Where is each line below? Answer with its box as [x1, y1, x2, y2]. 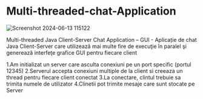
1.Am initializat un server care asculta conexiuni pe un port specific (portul [6, 61, 191, 68]
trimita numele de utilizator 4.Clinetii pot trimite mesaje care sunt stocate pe [6, 80, 195, 87]
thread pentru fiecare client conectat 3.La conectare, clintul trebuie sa [6, 73, 181, 81]
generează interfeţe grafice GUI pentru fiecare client [6, 49, 138, 56]
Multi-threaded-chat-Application [6, 4, 177, 18]
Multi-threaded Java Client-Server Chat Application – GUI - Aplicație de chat [6, 36, 197, 43]
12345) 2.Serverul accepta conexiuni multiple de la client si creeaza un [6, 67, 183, 74]
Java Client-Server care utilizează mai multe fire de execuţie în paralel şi [6, 43, 187, 50]
